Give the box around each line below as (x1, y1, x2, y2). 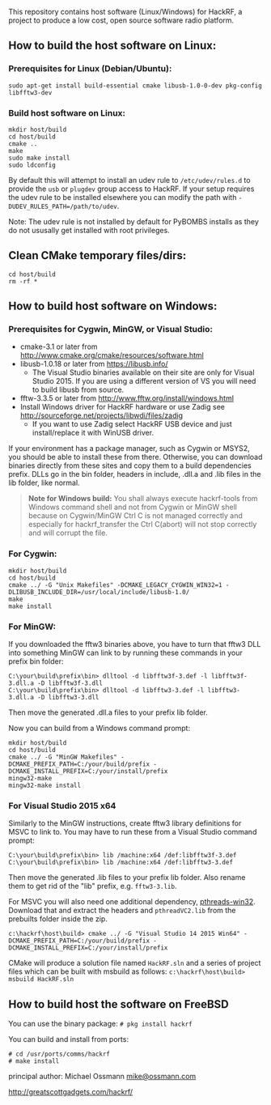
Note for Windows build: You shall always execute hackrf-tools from (28, 494, 258, 504)
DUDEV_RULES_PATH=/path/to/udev (8, 202, 117, 210)
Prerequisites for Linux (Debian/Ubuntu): (8, 63, 172, 74)
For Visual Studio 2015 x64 (8, 801, 116, 811)
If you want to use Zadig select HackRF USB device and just (32, 419, 232, 429)
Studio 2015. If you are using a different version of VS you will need (32, 376, 256, 386)
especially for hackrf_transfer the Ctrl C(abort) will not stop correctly (28, 520, 257, 529)
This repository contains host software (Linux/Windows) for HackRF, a (8, 7, 243, 16)
